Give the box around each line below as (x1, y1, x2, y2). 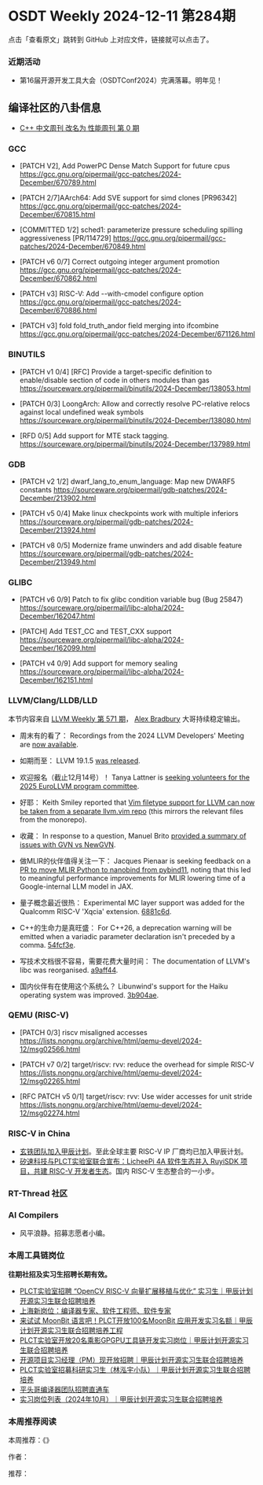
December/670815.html (19, 210, 96, 219)
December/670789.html (19, 178, 97, 187)
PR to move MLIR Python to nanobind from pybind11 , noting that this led (19, 864, 251, 874)
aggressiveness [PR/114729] (19, 234, 111, 243)
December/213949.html (19, 557, 97, 566)
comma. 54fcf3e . (19, 940, 76, 949)
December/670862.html (19, 274, 97, 283)
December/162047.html (19, 611, 96, 621)
